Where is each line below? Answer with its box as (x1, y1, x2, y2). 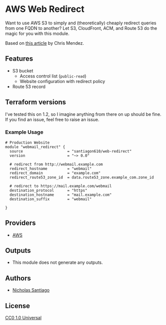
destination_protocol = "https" (9, 188, 88, 193)
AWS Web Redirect (5, 3, 85, 15)
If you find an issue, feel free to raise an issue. (5, 116, 100, 122)
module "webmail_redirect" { (5, 144, 65, 150)
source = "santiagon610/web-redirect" (9, 149, 132, 154)
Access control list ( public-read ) (19, 73, 87, 79)
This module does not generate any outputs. (12, 259, 103, 265)
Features (5, 55, 33, 63)
